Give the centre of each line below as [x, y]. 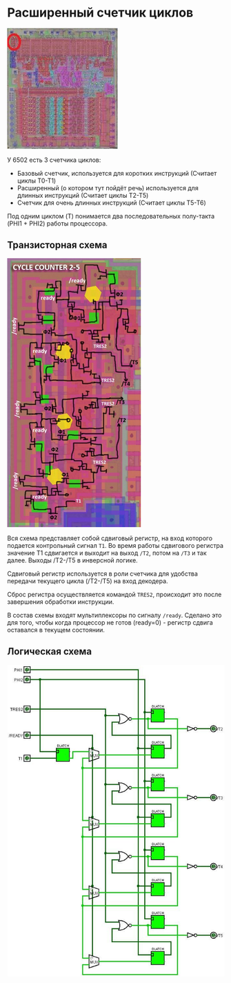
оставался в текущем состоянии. [56, 630]
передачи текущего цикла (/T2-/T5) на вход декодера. [88, 581]
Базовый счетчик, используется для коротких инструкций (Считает [117, 173]
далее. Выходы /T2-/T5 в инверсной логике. [72, 560]
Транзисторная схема [57, 245]
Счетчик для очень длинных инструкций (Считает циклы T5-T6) [111, 203]
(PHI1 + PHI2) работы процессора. [58, 223]
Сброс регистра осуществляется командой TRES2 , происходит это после [114, 594]
